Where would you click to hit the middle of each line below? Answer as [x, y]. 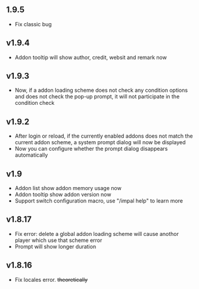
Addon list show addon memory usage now [68, 188]
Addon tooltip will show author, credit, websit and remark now [91, 57]
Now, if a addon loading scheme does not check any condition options [101, 90]
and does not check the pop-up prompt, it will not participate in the [97, 97]
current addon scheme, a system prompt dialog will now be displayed [100, 142]
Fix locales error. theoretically [51, 279]
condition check [35, 103]
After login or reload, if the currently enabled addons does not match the [104, 136]
